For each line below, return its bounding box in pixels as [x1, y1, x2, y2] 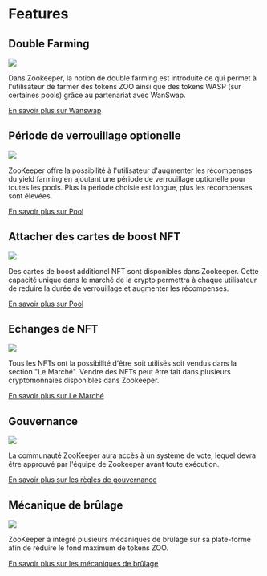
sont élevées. [8, 190, 53, 201]
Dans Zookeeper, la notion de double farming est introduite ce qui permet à [8, 73, 257, 83]
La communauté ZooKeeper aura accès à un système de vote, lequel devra [8, 451, 257, 460]
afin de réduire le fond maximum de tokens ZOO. [8, 543, 169, 553]
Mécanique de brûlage [8, 498, 123, 512]
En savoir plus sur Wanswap [8, 106, 102, 115]
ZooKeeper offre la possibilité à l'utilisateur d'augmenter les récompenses [8, 165, 253, 175]
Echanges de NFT [8, 322, 99, 336]
